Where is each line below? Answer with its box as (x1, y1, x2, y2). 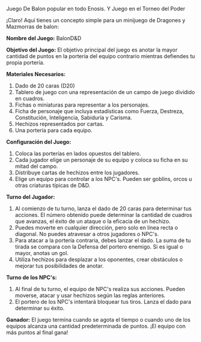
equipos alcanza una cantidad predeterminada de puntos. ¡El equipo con (6, 323, 186, 329)
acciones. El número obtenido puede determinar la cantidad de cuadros (14, 211, 193, 218)
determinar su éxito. (14, 305, 65, 311)
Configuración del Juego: (6, 138, 71, 146)
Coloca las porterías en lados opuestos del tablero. (14, 150, 141, 157)
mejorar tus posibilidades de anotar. (14, 262, 104, 269)
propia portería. (6, 59, 45, 66)
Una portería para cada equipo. (14, 127, 93, 134)
